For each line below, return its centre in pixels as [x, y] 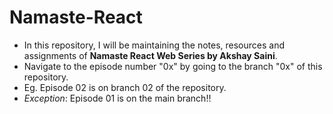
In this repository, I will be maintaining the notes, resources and [154, 45]
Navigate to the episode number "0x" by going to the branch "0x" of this [173, 66]
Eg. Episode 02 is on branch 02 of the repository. [125, 87]
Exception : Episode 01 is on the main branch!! [117, 98]
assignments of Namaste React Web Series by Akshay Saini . [150, 55]
